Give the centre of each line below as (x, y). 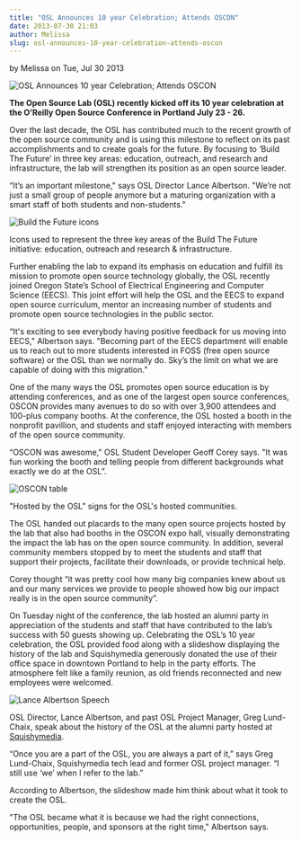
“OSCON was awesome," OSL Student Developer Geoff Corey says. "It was (149, 452)
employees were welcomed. (62, 683)
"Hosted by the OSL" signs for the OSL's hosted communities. (124, 506)
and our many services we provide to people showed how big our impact (144, 589)
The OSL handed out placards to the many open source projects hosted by (147, 524)
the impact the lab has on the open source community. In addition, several (146, 543)
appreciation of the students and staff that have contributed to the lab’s (141, 625)
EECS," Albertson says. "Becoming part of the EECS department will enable (149, 341)
